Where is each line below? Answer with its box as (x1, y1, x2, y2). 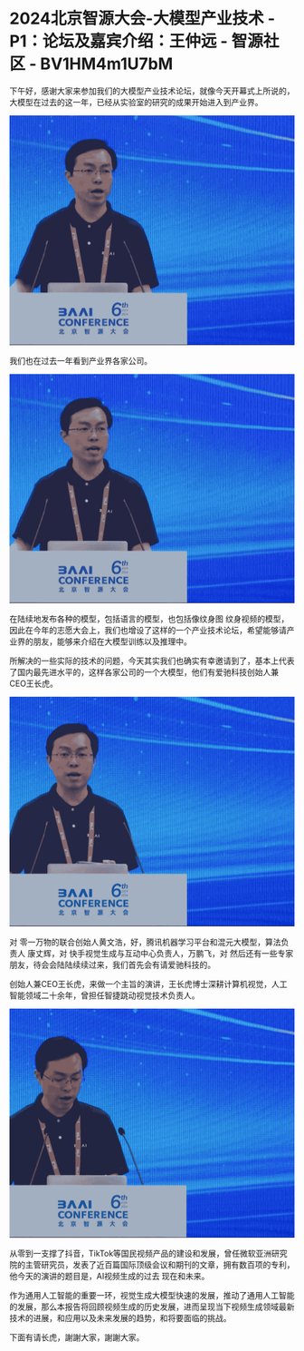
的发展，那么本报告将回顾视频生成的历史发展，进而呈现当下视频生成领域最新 (9, 1301, 295, 1312)
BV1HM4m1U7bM (40, 54, 174, 74)
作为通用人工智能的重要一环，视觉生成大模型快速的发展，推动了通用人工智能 (9, 1290, 295, 1301)
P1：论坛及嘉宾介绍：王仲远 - (9, 31, 228, 52)
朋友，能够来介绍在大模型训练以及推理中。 (33, 636, 192, 647)
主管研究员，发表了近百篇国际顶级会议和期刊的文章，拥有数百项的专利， (24, 1259, 295, 1270)
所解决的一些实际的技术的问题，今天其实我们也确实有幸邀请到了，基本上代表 (9, 655, 295, 667)
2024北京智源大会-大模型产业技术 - (9, 8, 276, 29)
